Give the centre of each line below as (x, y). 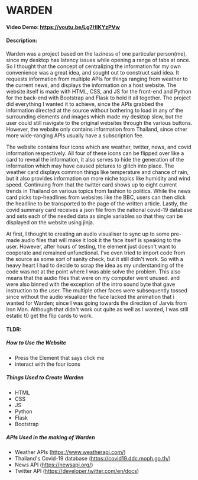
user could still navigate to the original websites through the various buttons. (99, 123)
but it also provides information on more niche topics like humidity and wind (98, 178)
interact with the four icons (48, 364)
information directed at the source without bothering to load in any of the (95, 110)
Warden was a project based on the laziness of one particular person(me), (97, 53)
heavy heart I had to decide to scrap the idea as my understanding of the (95, 265)
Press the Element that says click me (59, 357)
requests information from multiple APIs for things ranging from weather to (97, 79)
